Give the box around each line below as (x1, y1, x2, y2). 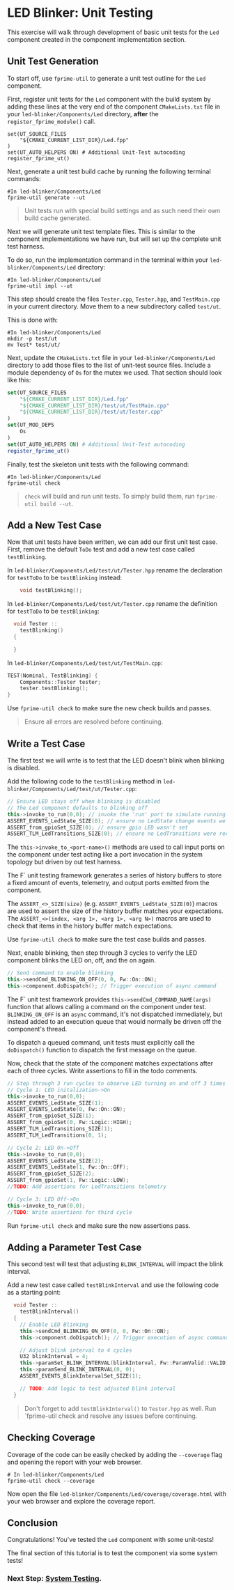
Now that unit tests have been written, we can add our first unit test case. (7, 538, 218, 546)
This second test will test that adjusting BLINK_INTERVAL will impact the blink (7, 1260, 224, 1268)
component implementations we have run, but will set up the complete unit (7, 235, 221, 243)
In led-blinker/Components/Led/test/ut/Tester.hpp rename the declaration (7, 566, 223, 575)
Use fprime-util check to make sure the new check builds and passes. (7, 704, 212, 712)
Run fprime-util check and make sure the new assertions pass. (7, 1221, 191, 1230)
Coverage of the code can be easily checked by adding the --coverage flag (7, 1450, 223, 1458)
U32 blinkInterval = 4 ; (19, 1353, 89, 1360)
